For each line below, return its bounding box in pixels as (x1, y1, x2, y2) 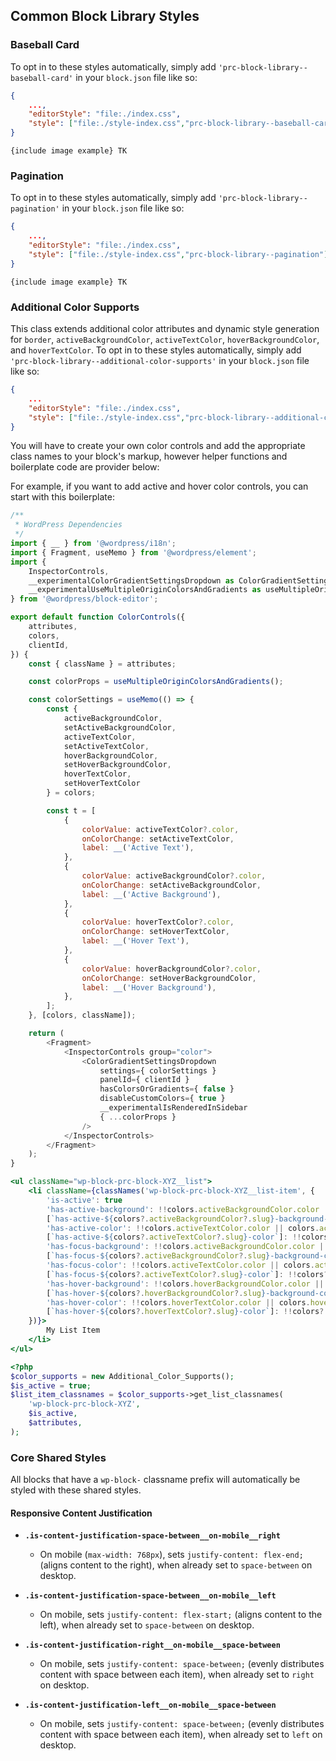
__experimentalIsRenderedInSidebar (99, 1103, 248, 1113)
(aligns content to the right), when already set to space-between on (39, 1559, 313, 1571)
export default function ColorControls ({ (10, 612, 186, 623)
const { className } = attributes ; (28, 659, 177, 669)
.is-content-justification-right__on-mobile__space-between (24, 1640, 281, 1651)
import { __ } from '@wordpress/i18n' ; (10, 539, 177, 549)
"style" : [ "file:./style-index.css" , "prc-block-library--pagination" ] (28, 249, 329, 259)
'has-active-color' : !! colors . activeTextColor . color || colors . (46, 1223, 320, 1233)
